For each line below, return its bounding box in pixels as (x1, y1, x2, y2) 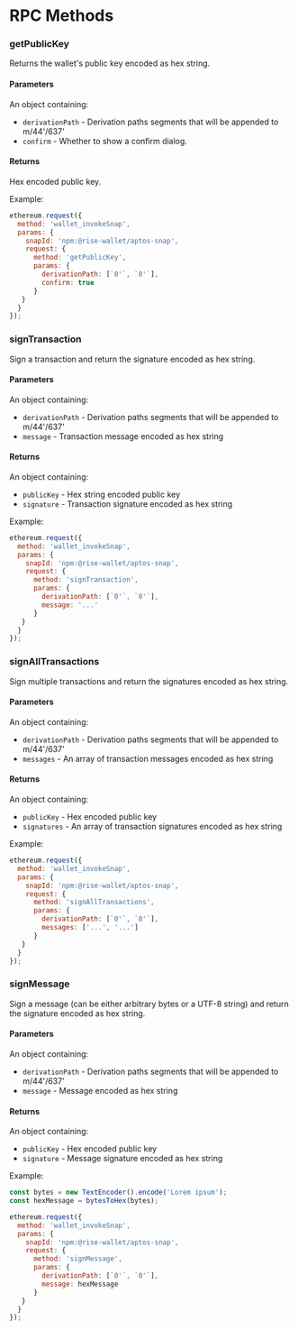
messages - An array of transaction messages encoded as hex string (22, 753, 274, 764)
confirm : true (41, 278, 95, 287)
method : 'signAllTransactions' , (32, 898, 155, 907)
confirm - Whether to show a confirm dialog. (22, 135, 187, 146)
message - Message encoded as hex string (22, 1085, 178, 1096)
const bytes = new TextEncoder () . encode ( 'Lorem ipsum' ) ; (9, 1188, 228, 1197)
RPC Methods (9, 5, 114, 26)
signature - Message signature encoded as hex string (22, 1153, 223, 1164)
